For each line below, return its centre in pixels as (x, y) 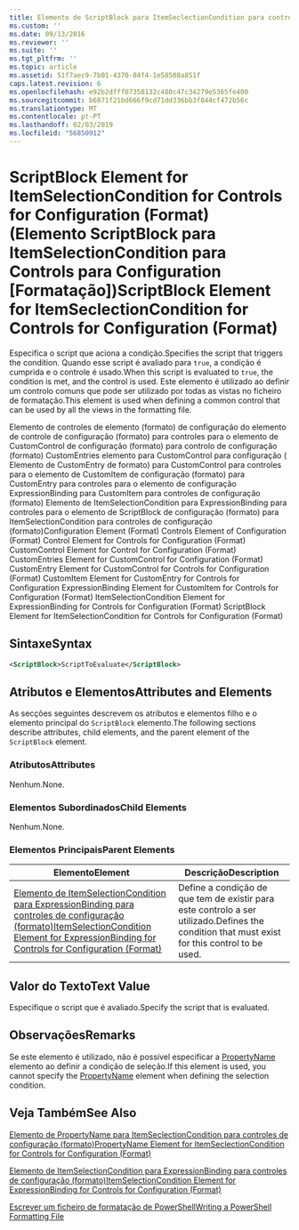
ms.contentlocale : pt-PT (55, 117)
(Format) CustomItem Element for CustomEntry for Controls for (125, 578)
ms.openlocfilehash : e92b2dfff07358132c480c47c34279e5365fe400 (129, 92)
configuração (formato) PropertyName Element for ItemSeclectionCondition (147, 1144)
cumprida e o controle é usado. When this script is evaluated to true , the (141, 372)
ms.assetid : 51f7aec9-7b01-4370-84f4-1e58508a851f (105, 76)
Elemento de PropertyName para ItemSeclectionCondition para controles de (149, 1134)
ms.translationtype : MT (53, 109)
